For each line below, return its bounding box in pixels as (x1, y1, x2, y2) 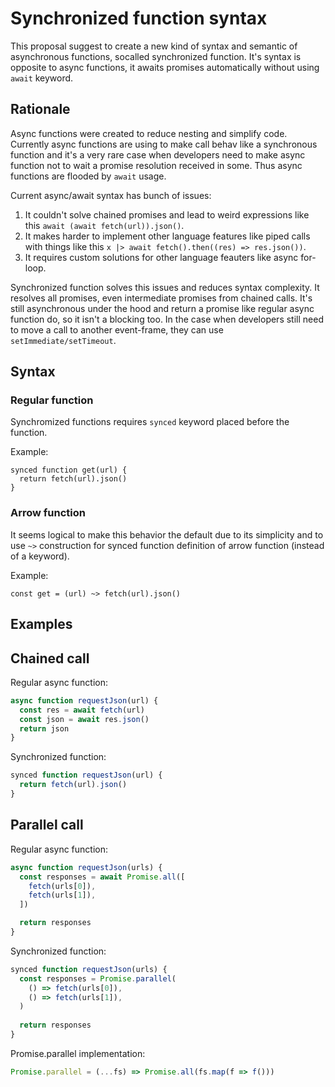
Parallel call (10, 817, 84, 834)
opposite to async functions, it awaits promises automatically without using (10, 61, 320, 73)
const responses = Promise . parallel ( (19, 973, 177, 984)
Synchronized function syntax (10, 7, 268, 30)
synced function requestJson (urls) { (10, 964, 168, 974)
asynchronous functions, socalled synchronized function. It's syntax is (10, 50, 302, 62)
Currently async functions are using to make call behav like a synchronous (10, 138, 318, 150)
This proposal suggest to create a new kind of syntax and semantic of (10, 40, 298, 52)
